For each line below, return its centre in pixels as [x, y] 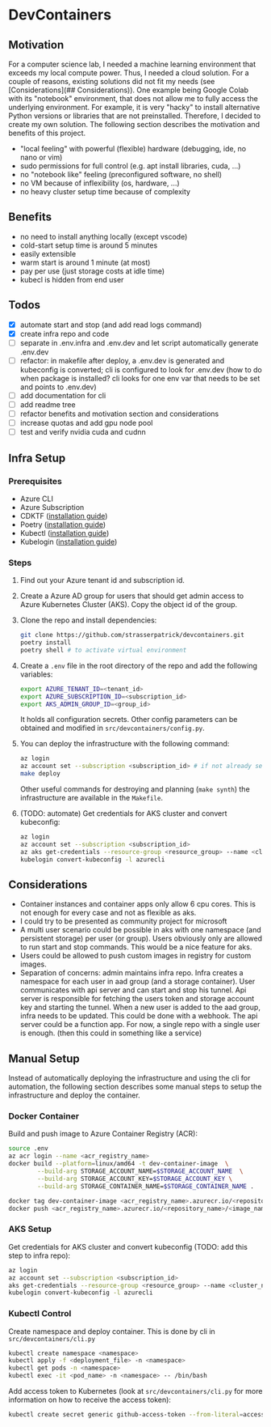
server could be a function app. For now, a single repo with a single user [140, 1025]
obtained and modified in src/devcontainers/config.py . [113, 728]
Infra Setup [37, 458]
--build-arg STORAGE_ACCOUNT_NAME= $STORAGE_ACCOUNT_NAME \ [140, 1171]
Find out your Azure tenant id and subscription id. [102, 580]
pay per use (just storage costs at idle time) [92, 271]
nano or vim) [41, 157]
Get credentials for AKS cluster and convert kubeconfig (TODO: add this [128, 1247]
